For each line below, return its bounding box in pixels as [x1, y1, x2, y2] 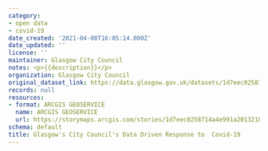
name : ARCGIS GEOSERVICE [15, 109, 98, 117]
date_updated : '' [8, 42, 66, 50]
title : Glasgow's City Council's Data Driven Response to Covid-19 [8, 130, 241, 138]
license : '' [8, 49, 48, 57]
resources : [8, 93, 45, 101]
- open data [8, 19, 48, 27]
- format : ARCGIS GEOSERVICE [8, 101, 105, 109]
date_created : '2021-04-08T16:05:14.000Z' [8, 34, 152, 42]
